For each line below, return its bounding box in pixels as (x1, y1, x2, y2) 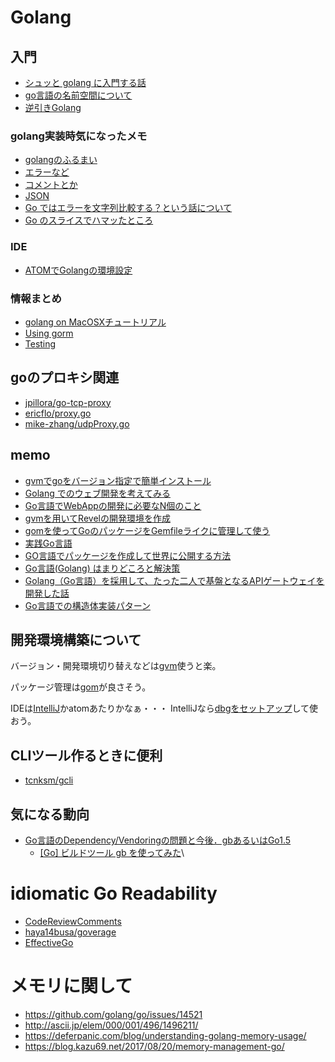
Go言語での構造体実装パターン (24, 599, 151, 611)
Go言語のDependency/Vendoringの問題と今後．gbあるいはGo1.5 (24, 834, 292, 846)
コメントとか (24, 179, 78, 191)
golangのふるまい (24, 154, 98, 166)
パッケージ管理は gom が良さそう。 (10, 681, 152, 693)
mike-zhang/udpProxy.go (24, 417, 130, 430)
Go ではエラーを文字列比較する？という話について (24, 202, 233, 214)
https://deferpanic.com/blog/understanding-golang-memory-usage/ (24, 1029, 307, 1041)
